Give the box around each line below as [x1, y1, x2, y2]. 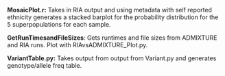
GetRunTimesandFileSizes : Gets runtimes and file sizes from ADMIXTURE [7, 34, 217, 42]
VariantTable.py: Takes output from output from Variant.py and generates [7, 54, 217, 62]
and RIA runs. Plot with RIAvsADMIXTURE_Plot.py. [7, 41, 148, 49]
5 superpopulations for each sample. [7, 21, 111, 28]
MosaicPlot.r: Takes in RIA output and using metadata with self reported [7, 6, 213, 14]
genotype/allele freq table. [7, 62, 82, 69]
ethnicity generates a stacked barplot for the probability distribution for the [7, 13, 219, 21]
